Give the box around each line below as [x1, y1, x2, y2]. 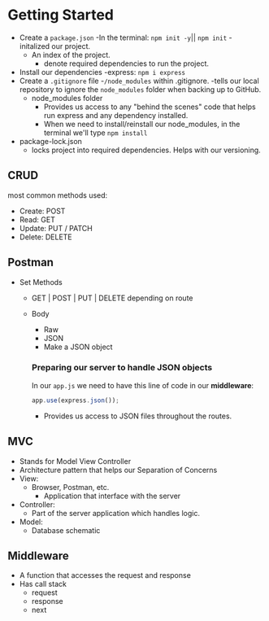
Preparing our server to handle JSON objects [31, 362, 213, 374]
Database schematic [31, 525, 101, 535]
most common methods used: [7, 190, 108, 200]
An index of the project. [31, 50, 111, 59]
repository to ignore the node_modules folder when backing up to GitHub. [19, 84, 262, 94]
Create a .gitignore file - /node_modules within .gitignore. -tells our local [19, 76, 259, 85]
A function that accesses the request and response [19, 571, 192, 580]
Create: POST [19, 206, 66, 216]
